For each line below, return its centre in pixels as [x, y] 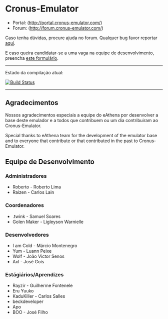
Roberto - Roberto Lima [37, 187]
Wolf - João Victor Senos [38, 256]
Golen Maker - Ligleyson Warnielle [48, 222]
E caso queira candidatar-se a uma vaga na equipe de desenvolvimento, [79, 53]
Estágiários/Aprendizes [34, 274]
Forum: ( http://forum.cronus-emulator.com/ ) [58, 28]
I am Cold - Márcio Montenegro [45, 246]
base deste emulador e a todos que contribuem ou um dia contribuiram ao [82, 120]
